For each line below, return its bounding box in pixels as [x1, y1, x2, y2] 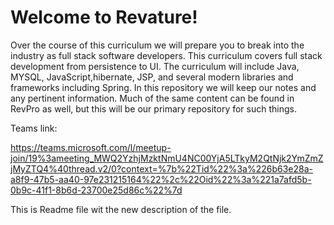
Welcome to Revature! [10, 6, 198, 29]
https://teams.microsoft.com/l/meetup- [10, 141, 172, 153]
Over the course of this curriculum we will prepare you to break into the [10, 39, 305, 51]
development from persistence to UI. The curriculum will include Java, [10, 60, 300, 72]
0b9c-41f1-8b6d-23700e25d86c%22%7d [10, 184, 183, 196]
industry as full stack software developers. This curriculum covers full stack [10, 49, 323, 61]
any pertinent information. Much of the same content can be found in [10, 92, 295, 104]
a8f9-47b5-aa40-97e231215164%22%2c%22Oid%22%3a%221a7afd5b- [10, 173, 312, 185]
